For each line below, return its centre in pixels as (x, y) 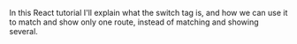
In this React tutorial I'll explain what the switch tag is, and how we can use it (148, 13)
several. (23, 31)
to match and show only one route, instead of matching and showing (134, 22)
